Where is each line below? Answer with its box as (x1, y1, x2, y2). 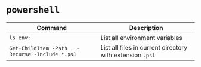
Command (36, 23, 67, 32)
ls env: (9, 34, 31, 41)
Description (129, 23, 163, 32)
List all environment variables (100, 33, 182, 42)
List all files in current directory (100, 43, 187, 51)
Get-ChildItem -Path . (9, 45, 74, 51)
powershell (6, 4, 60, 16)
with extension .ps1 (100, 51, 156, 59)
